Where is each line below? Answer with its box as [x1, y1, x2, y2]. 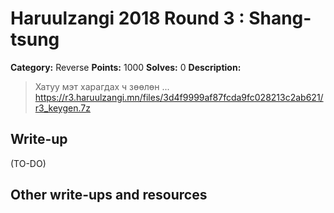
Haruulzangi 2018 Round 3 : [10, 7, 245, 30]
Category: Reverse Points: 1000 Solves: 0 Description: [10, 61, 242, 73]
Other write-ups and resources [10, 187, 208, 204]
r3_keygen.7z [34, 102, 91, 114]
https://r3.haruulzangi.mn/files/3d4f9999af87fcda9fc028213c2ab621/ [34, 91, 324, 103]
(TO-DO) [10, 157, 47, 169]
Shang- [248, 7, 312, 30]
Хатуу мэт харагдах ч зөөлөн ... [34, 80, 170, 92]
